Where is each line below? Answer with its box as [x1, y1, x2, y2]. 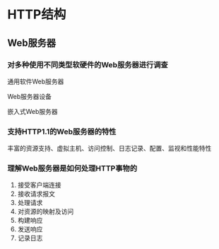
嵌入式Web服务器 [7, 107, 58, 115]
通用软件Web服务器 [7, 77, 64, 86]
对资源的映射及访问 [17, 207, 74, 216]
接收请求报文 [17, 190, 55, 198]
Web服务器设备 [7, 92, 52, 100]
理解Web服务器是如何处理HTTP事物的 [7, 163, 138, 173]
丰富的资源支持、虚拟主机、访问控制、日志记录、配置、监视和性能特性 [7, 144, 212, 153]
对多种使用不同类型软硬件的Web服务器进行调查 [7, 59, 168, 69]
